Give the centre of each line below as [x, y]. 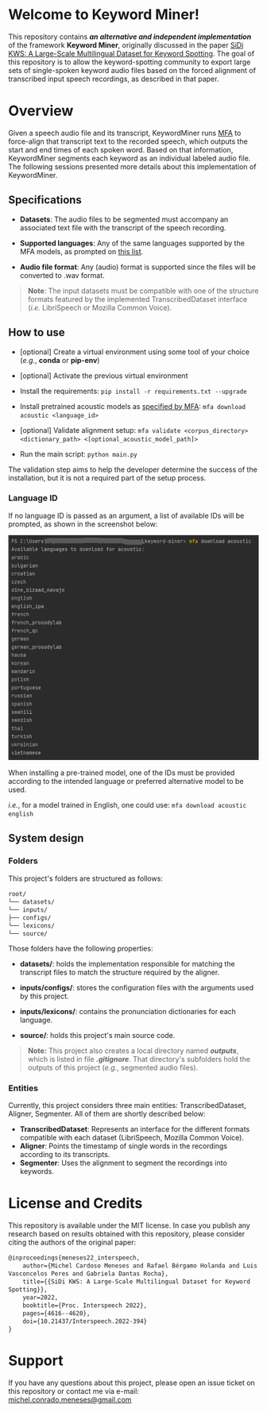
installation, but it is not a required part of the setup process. [107, 477]
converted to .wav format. [62, 275]
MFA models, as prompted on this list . [81, 251]
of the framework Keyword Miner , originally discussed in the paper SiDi [126, 44]
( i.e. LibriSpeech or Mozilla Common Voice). [100, 307]
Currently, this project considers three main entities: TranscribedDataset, [127, 1105]
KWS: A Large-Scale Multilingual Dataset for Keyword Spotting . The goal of [132, 53]
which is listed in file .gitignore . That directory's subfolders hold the [139, 1059]
